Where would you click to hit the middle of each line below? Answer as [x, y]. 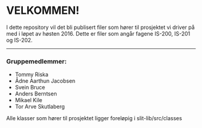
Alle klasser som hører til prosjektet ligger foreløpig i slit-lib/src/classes [94, 118]
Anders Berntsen [36, 94]
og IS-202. [20, 40]
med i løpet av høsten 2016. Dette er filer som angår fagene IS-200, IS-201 [98, 33]
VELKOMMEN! [43, 11]
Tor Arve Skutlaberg [40, 107]
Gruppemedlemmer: [37, 61]
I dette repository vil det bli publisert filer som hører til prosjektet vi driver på [101, 27]
